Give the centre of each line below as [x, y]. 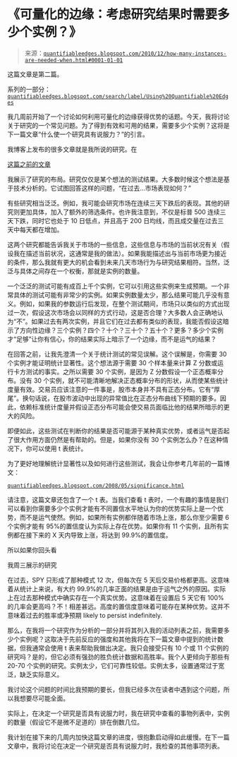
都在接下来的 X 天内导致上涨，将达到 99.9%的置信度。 [92, 535]
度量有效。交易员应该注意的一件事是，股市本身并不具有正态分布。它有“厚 [114, 389]
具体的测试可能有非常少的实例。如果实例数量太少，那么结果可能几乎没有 [118, 294]
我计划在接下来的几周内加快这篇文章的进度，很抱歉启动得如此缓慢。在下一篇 [119, 737]
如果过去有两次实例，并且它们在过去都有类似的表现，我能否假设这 [127, 321]
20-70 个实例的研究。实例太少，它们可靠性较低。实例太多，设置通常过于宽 [116, 665]
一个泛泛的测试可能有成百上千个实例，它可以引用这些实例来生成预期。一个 [115, 286]
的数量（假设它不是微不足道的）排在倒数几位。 [75, 722]
